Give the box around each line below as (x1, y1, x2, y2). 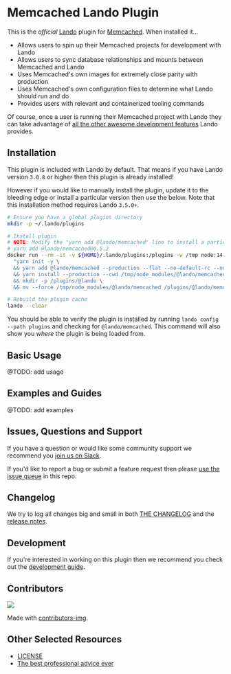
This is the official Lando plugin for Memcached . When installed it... (7, 27, 199, 36)
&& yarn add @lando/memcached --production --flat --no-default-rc (13, 265, 211, 271)
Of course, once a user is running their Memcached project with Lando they (7, 112, 222, 121)
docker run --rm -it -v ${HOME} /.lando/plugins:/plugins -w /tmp (7, 252, 198, 259)
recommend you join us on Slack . (7, 451, 102, 460)
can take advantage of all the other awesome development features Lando (7, 120, 218, 128)
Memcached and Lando (16, 63, 85, 71)
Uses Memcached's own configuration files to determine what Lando (16, 85, 213, 93)
